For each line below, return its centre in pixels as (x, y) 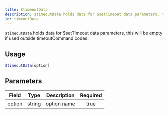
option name (61, 104)
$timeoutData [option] (28, 66)
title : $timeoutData (27, 10)
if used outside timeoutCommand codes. (47, 38)
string (34, 104)
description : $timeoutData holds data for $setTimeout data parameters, (82, 14)
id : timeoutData (22, 19)
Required (91, 95)
